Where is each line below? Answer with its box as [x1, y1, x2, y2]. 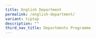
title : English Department [5, 7, 62, 12]
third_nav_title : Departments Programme [5, 26, 91, 31]
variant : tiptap [5, 16, 39, 21]
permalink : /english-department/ [5, 12, 75, 17]
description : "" [5, 21, 39, 26]
